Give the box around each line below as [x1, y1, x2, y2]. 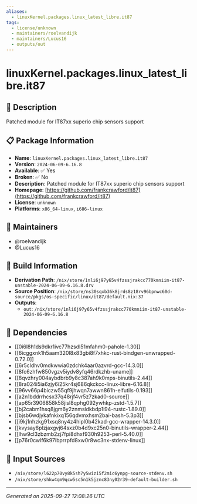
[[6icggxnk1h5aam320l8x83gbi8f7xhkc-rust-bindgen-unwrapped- [14, 350, 176, 357]
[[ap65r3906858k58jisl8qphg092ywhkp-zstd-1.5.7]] [14, 399, 142, 406]
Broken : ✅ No [14, 173, 49, 180]
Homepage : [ [14, 186, 47, 193]
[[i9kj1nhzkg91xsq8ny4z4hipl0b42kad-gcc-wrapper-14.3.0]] [14, 418, 161, 425]
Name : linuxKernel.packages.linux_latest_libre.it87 [14, 154, 148, 162]
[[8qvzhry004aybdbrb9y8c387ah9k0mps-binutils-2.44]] [14, 374, 152, 382]
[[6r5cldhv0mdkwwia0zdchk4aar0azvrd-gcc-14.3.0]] [14, 362, 144, 369]
